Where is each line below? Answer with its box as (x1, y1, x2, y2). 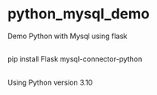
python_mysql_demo (7, 5, 150, 23)
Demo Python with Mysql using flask (7, 31, 128, 41)
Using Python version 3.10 (7, 77, 93, 87)
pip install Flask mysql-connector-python (7, 54, 143, 64)
